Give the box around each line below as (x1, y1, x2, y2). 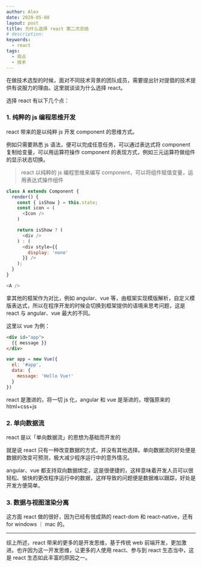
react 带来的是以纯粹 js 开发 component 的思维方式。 (6, 128, 138, 135)
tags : (6, 48, 20, 54)
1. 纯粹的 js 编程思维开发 (6, 113, 76, 122)
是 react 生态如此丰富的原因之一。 (6, 554, 91, 562)
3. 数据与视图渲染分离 (6, 498, 69, 506)
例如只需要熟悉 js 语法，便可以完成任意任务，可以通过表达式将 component (6, 141, 191, 148)
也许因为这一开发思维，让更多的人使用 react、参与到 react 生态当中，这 (16, 547, 194, 554)
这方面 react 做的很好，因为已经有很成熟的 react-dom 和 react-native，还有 (6, 513, 194, 521)
